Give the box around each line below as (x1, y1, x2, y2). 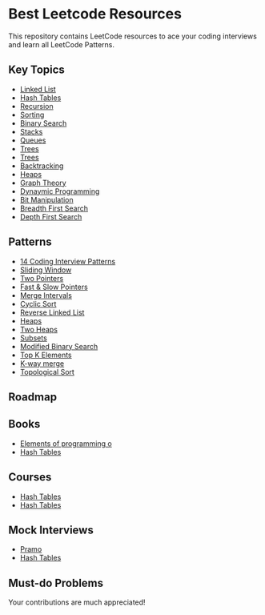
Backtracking (19, 161, 64, 171)
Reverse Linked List (19, 307, 85, 317)
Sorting (19, 110, 45, 119)
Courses (8, 470, 52, 484)
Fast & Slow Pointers (19, 282, 88, 291)
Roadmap (8, 390, 58, 404)
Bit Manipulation (19, 195, 74, 204)
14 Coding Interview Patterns (19, 256, 116, 266)
